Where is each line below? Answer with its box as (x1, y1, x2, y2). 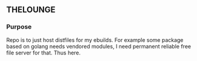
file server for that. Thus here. (6, 49, 81, 56)
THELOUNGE (6, 5, 56, 15)
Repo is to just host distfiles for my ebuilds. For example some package (6, 36, 184, 44)
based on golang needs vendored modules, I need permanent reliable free (6, 42, 192, 50)
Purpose (6, 23, 32, 31)
